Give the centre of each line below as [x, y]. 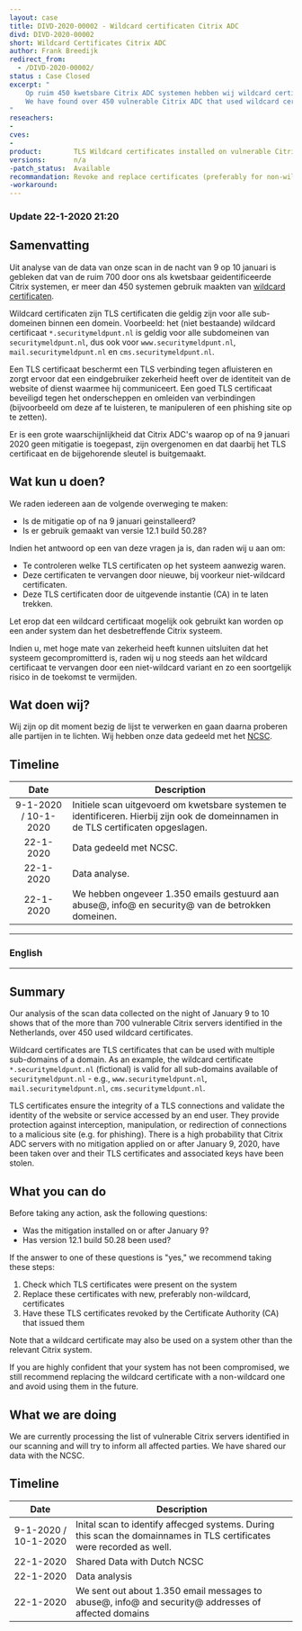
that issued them [53, 1323]
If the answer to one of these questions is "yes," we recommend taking [141, 1257]
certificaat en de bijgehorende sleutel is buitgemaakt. [108, 453]
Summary [37, 991]
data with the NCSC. [47, 1455]
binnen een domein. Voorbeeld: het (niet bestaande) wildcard [162, 323]
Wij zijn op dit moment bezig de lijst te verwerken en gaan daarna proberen [148, 726]
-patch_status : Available [60, 168]
